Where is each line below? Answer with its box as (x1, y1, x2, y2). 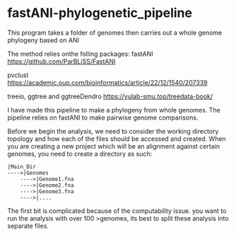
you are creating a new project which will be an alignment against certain (7, 141, 220, 150)
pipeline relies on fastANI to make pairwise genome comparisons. (7, 113, 199, 122)
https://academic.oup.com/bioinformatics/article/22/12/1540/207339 (7, 78, 208, 86)
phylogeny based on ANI (7, 35, 80, 44)
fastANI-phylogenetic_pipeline (7, 5, 193, 21)
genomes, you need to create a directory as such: (7, 149, 153, 158)
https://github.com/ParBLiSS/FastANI (7, 57, 116, 65)
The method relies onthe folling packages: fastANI (7, 50, 153, 58)
